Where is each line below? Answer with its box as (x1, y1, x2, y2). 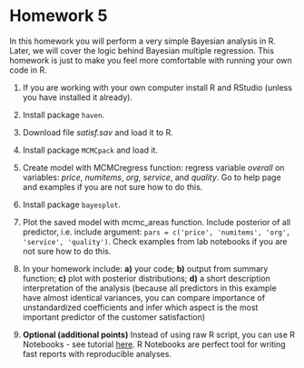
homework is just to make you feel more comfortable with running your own (9, 55, 292, 65)
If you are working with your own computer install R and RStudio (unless (22, 82, 293, 93)
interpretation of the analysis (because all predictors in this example (22, 283, 277, 293)
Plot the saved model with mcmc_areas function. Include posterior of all (22, 216, 291, 227)
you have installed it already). (22, 92, 133, 103)
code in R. (9, 65, 47, 75)
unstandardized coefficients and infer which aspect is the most (22, 302, 259, 313)
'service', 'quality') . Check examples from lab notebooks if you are (22, 235, 288, 246)
